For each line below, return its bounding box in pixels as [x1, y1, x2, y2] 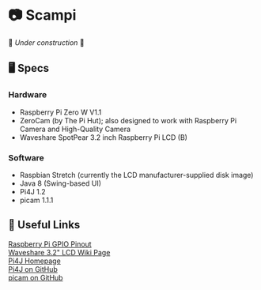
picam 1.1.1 [19, 195, 54, 205]
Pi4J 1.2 [19, 186, 46, 196]
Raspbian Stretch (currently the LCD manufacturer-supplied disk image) [19, 170, 254, 179]
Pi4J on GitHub [8, 264, 58, 273]
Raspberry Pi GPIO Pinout [8, 239, 93, 249]
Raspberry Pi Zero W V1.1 [19, 107, 102, 117]
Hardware [8, 89, 47, 100]
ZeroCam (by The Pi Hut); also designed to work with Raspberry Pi [19, 115, 237, 125]
